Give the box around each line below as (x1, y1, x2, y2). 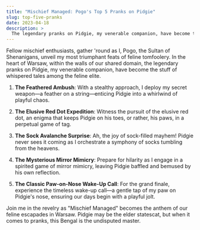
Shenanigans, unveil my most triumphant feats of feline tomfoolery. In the (6, 53, 186, 61)
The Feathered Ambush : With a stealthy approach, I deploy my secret (14, 84, 187, 91)
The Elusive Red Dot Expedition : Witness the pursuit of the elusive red (14, 108, 189, 115)
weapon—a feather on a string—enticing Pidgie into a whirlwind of (14, 90, 178, 97)
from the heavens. (14, 145, 60, 152)
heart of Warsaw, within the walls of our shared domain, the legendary (6, 60, 179, 67)
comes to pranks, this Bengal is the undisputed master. (6, 218, 141, 225)
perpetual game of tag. (14, 121, 71, 128)
